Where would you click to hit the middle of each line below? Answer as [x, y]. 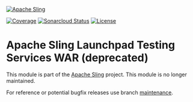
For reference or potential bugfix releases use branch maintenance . [90, 92]
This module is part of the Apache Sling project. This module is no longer [97, 74]
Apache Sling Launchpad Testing [91, 45]
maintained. [21, 80]
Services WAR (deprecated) [77, 58]
